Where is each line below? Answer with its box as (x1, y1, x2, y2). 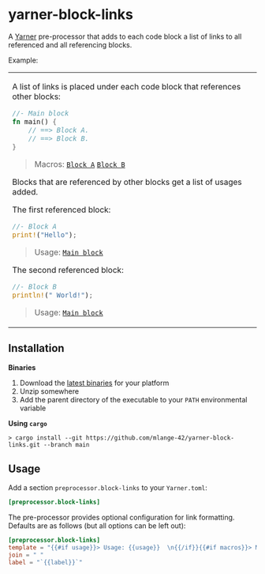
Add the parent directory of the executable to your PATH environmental (19, 395, 248, 404)
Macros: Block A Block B (34, 158, 126, 169)
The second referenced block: (12, 264, 124, 275)
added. (12, 186, 38, 197)
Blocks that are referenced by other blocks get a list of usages (12, 176, 242, 187)
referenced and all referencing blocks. (8, 40, 132, 49)
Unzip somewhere (19, 386, 80, 396)
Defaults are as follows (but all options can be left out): (8, 521, 186, 531)
